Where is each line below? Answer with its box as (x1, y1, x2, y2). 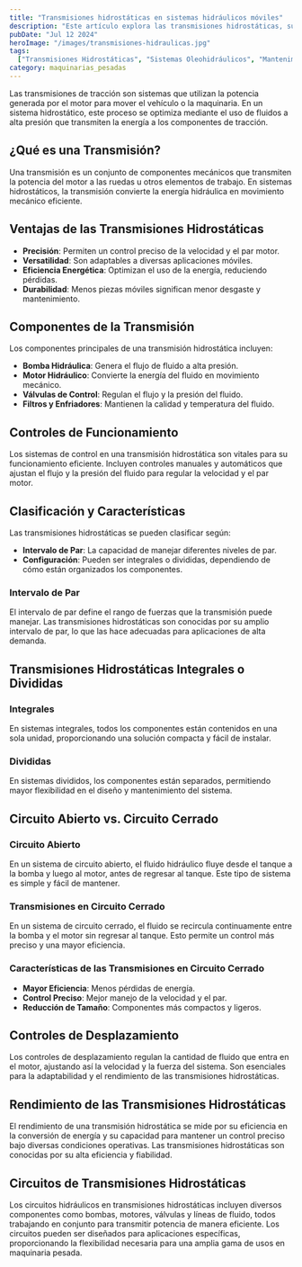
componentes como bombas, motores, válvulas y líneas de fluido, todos (9, 1209, 276, 1219)
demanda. (9, 635, 47, 646)
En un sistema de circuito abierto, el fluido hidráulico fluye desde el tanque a (9, 858, 293, 869)
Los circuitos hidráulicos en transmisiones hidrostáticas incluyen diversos (9, 1199, 282, 1210)
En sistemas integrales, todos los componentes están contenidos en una (9, 723, 278, 733)
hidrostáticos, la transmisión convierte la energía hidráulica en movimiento (9, 185, 285, 196)
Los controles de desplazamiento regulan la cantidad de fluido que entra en (9, 1052, 289, 1063)
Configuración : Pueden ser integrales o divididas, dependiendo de (22, 554, 271, 565)
